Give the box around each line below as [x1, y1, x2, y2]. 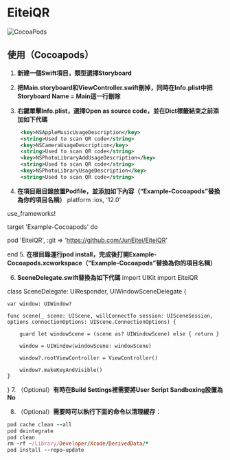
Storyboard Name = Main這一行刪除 [16, 91, 121, 100]
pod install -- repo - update [7, 447, 84, 454]
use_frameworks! [7, 209, 56, 217]
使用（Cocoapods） [7, 50, 94, 61]
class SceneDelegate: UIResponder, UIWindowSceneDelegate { [7, 287, 187, 295]
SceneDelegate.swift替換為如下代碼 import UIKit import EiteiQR [16, 273, 198, 281]
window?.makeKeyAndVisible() [19, 366, 103, 373]
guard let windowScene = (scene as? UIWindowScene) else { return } [19, 330, 220, 338]
